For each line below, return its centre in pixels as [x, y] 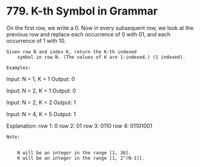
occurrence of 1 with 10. [36, 41]
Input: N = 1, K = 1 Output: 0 [41, 79]
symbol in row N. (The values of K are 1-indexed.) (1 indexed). [102, 57]
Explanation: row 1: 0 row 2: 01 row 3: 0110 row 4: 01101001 [79, 126]
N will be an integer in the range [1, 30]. [74, 152]
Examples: [19, 68]
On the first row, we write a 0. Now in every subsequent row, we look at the [100, 28]
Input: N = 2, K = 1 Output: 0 [41, 90]
